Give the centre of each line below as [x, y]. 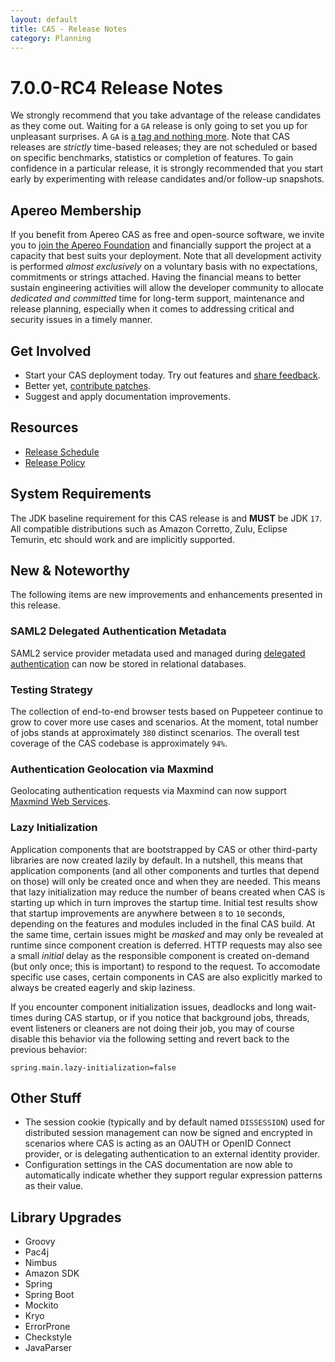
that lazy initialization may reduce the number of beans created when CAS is [168, 892]
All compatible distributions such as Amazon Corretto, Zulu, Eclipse [149, 528]
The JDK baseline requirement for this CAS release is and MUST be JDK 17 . [166, 518]
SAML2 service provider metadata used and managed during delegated [158, 653]
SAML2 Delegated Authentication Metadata [118, 631]
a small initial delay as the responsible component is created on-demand [160, 955]
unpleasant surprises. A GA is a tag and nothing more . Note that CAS [150, 137]
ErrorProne [47, 1327]
